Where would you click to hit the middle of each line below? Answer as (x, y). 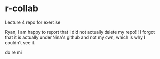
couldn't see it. (20, 42)
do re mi (14, 52)
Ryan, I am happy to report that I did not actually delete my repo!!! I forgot (80, 32)
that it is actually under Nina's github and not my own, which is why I (75, 37)
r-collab (22, 9)
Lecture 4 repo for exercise (33, 22)
